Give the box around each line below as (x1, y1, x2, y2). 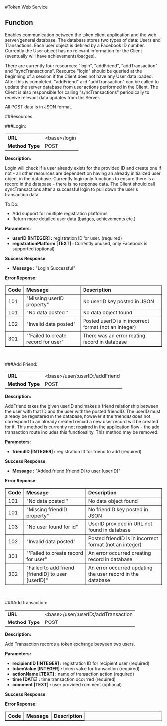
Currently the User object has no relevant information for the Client (5, 47, 142, 54)
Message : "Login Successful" (12, 265, 76, 271)
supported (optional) (12, 246, 55, 252)
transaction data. (5, 191, 40, 197)
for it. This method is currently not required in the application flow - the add (5, 424, 160, 430)
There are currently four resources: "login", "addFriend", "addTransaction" (5, 62, 158, 69)
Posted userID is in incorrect (83, 317, 149, 324)
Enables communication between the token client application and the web (5, 32, 157, 38)
